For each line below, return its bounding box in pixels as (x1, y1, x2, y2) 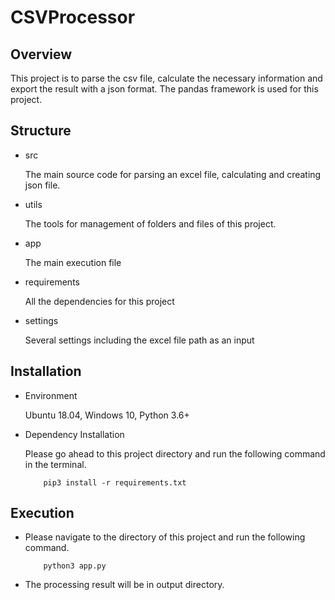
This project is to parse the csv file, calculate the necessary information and (10, 72, 323, 84)
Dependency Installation (24, 428, 125, 440)
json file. (24, 179, 61, 191)
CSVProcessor (10, 6, 136, 29)
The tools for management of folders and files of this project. (24, 217, 277, 230)
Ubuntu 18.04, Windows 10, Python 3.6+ (24, 409, 190, 421)
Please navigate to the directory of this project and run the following (24, 531, 306, 543)
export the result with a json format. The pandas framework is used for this (10, 83, 319, 95)
